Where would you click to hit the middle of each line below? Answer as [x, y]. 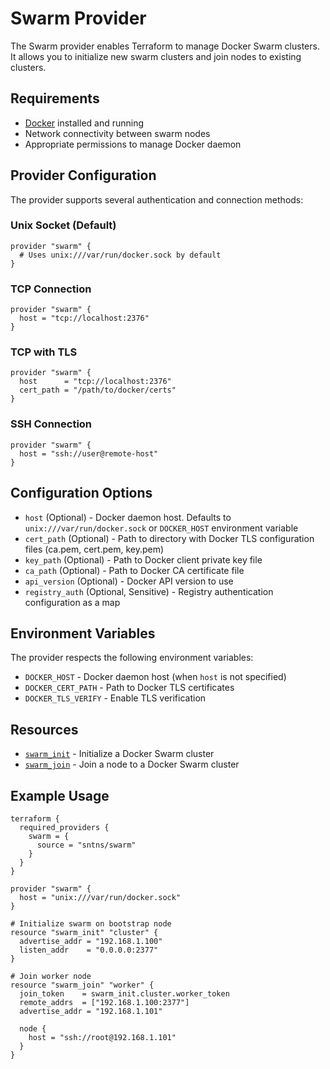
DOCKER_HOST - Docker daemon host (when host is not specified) [155, 677]
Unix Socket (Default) [63, 225]
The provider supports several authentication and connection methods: [157, 199]
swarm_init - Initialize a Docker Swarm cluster [119, 754]
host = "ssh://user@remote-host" [89, 453]
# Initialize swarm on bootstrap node [91, 924]
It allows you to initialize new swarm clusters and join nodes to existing [156, 56]
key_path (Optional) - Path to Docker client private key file [143, 559]
